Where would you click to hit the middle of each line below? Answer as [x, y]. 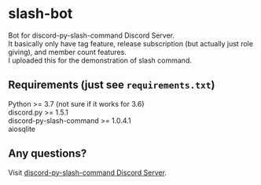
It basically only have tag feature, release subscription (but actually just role [131, 43]
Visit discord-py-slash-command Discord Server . [88, 172]
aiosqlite [22, 129]
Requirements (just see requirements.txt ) [112, 85]
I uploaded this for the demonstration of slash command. [100, 60]
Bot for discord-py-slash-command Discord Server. [92, 35]
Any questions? [48, 154]
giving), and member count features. [68, 52]
